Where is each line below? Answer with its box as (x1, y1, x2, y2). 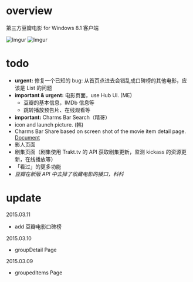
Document (14, 134, 40, 141)
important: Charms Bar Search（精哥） (14, 114, 110, 121)
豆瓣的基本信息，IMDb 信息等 (23, 99, 95, 106)
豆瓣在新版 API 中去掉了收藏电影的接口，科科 (14, 170, 124, 177)
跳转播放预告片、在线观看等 (23, 106, 91, 113)
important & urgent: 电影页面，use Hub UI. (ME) (14, 91, 133, 98)
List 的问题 (26, 84, 52, 91)
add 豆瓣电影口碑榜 (14, 223, 62, 230)
